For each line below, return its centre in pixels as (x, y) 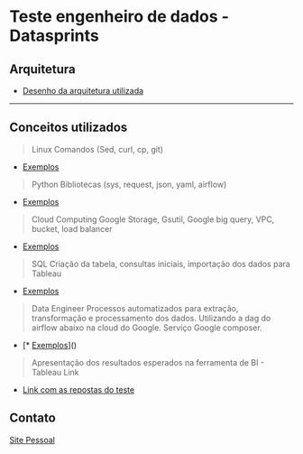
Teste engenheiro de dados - (119, 17)
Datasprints (54, 36)
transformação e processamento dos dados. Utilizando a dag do (151, 318)
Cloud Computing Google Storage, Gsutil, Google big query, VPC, (153, 219)
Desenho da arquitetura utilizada (83, 91)
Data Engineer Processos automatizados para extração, (135, 308)
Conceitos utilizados (69, 128)
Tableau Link (55, 372)
